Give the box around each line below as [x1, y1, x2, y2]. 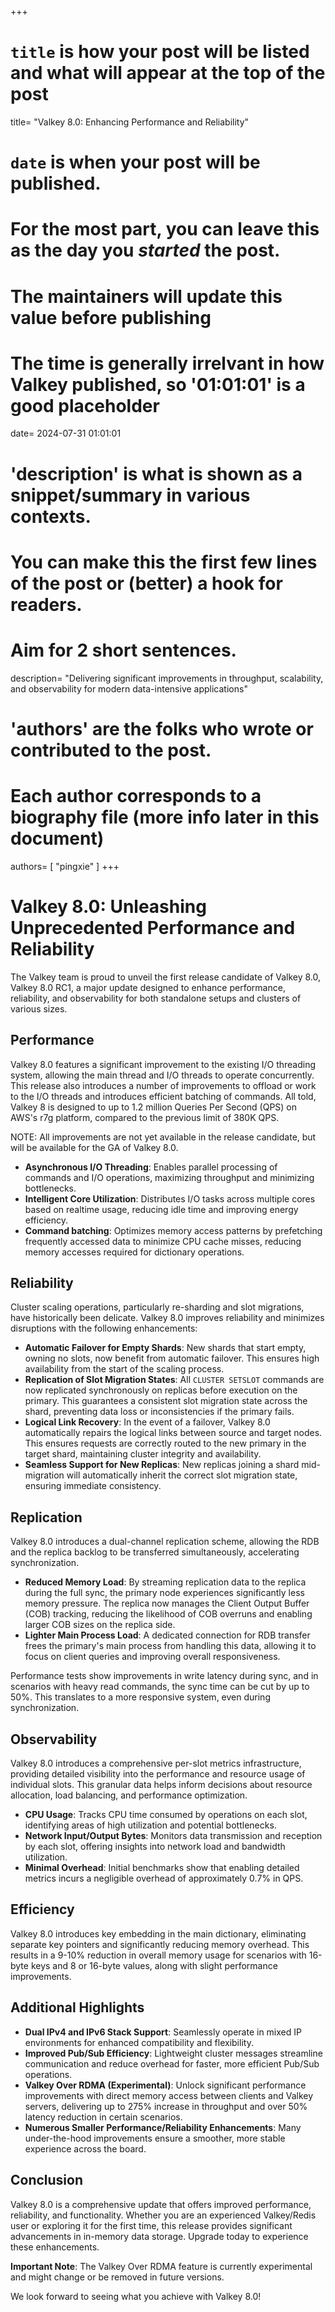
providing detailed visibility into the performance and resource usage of [10, 1768, 306, 1780]
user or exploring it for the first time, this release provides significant [10, 2219, 293, 2231]
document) [10, 827, 105, 850]
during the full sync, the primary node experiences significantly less [24, 1587, 305, 1599]
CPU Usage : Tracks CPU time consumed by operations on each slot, [24, 1809, 308, 1821]
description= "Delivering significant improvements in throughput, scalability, [10, 672, 324, 684]
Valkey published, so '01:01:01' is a [10, 373, 306, 396]
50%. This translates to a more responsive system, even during [10, 1691, 271, 1703]
